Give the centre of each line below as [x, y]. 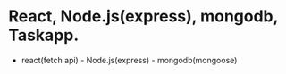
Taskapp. [44, 35]
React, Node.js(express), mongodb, [143, 16]
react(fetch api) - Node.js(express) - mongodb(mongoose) [129, 60]
